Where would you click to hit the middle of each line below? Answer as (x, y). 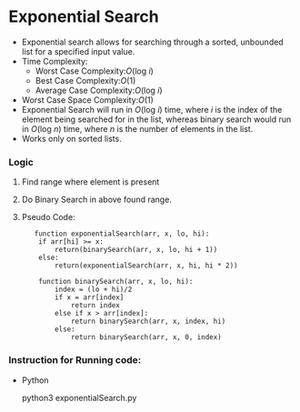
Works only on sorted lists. (71, 138)
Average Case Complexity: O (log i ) (99, 90)
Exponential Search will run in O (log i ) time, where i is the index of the (152, 109)
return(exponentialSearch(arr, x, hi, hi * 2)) (146, 266)
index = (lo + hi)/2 (94, 290)
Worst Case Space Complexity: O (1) (87, 100)
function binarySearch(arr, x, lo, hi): (116, 282)
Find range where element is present (90, 182)
